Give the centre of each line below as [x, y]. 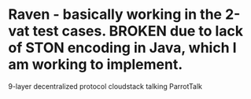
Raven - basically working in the [115, 15]
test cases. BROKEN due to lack [138, 31]
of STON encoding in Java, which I [123, 48]
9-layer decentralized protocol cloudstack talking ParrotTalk [105, 86]
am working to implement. [96, 65]
